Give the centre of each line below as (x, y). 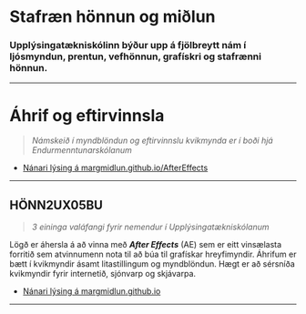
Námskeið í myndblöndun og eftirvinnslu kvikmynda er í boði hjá (152, 141)
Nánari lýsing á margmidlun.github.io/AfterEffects (115, 168)
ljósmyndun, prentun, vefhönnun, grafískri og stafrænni (136, 56)
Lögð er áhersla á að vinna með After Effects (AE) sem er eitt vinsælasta (146, 245)
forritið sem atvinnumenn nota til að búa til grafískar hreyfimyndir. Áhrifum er (153, 254)
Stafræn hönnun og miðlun (112, 17)
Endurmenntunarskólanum (82, 150)
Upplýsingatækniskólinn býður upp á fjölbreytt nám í (128, 46)
